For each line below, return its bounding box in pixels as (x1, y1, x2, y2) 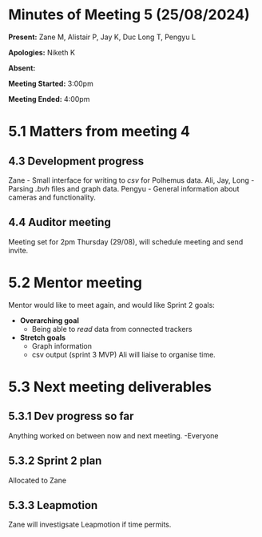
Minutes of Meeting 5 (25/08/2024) (8, 6, 250, 24)
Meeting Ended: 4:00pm (8, 94, 90, 103)
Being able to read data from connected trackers (31, 324, 193, 333)
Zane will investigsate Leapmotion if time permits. (8, 519, 172, 530)
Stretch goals (19, 333, 66, 342)
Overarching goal (19, 315, 80, 325)
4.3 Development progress (8, 154, 145, 168)
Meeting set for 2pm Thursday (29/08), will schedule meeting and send (8, 236, 244, 246)
